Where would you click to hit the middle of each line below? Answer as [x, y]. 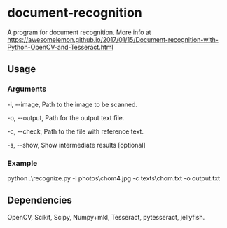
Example [22, 163]
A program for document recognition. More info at [80, 32]
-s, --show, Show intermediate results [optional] [76, 145]
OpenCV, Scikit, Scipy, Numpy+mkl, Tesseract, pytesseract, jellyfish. [106, 217]
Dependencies [40, 200]
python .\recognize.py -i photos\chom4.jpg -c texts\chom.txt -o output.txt [114, 178]
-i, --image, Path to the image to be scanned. [73, 104]
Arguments [27, 89]
